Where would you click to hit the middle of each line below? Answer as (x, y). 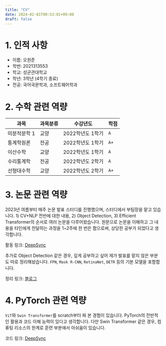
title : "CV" (17, 10)
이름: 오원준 (24, 60)
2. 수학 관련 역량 (36, 107)
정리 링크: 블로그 (21, 279)
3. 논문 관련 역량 (36, 195)
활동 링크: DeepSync (26, 245)
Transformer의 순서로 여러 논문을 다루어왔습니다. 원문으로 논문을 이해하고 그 (79, 222)
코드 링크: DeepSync (26, 339)
